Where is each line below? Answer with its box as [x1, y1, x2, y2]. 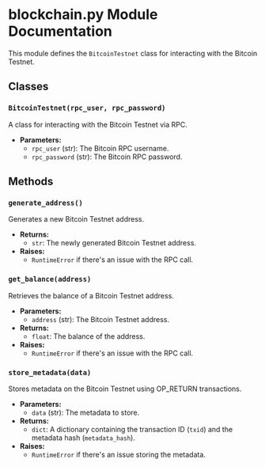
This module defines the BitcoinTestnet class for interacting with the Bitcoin [8, 48, 258, 58]
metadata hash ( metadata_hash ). [31, 433, 136, 442]
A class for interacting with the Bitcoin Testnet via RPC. [8, 120, 187, 129]
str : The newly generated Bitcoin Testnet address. [31, 238, 196, 248]
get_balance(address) [8, 275, 92, 284]
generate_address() [8, 198, 83, 207]
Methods [8, 175, 54, 188]
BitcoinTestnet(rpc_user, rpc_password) [8, 104, 166, 112]
